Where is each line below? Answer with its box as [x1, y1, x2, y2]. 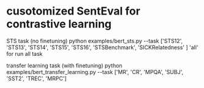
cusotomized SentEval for [6, 4, 141, 18]
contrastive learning [6, 17, 112, 31]
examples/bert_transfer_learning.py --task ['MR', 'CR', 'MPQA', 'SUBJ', [6, 68, 184, 75]
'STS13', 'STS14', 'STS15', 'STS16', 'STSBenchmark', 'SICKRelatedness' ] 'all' [6, 44, 198, 51]
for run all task [6, 50, 43, 57]
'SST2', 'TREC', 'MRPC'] [6, 75, 67, 82]
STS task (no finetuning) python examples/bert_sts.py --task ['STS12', [6, 37, 183, 44]
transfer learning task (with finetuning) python [6, 62, 123, 69]
